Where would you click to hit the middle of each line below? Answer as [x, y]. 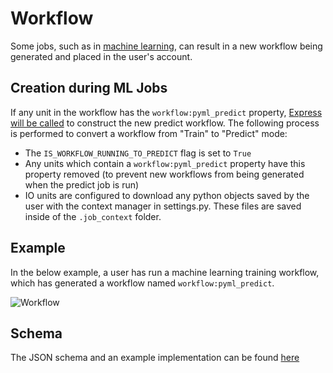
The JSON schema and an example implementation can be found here [155, 358]
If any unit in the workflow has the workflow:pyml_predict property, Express [166, 112]
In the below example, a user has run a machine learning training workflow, [165, 272]
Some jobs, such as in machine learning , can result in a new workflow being [166, 46]
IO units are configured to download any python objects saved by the [167, 195]
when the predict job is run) [82, 184]
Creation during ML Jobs [89, 88]
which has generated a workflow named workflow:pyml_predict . [142, 283]
